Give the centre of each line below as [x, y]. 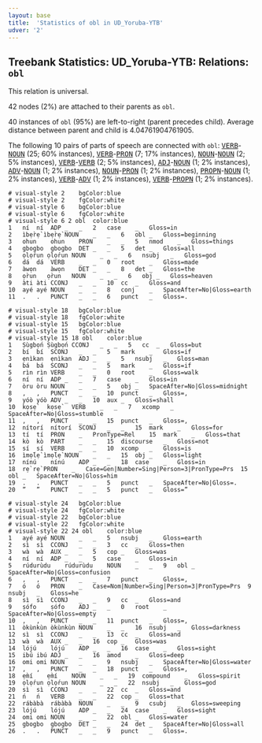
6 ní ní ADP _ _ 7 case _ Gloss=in [93, 380]
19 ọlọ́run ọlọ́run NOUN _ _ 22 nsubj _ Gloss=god [112, 683]
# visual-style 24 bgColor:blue [65, 504]
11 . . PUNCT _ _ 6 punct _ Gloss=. [98, 297]
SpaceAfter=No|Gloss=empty [52, 614]
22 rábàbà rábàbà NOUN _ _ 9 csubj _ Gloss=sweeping [125, 704]
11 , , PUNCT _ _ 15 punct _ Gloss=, [98, 421]
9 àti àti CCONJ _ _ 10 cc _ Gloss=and [94, 283]
